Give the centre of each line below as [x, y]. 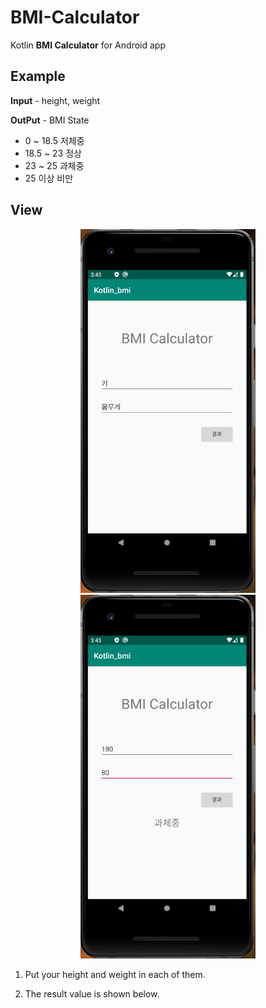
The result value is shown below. [92, 993]
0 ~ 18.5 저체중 [54, 140]
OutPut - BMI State [50, 120]
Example [38, 76]
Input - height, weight [55, 100]
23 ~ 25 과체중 [54, 165]
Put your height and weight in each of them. [115, 974]
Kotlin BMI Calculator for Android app [88, 45]
